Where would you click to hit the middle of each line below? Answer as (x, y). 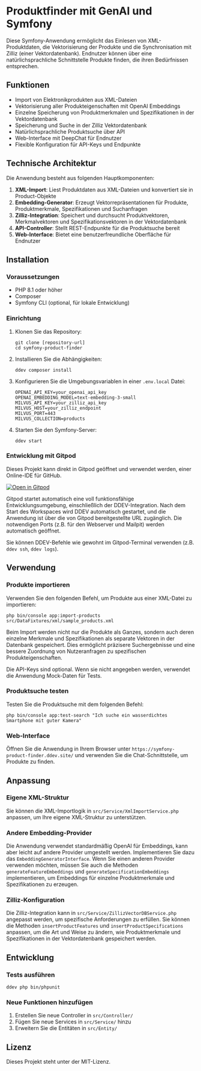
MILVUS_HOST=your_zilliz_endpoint (58, 408)
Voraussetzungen (33, 276)
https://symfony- (153, 749)
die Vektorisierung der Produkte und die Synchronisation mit (117, 47)
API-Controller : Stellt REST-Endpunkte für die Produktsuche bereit (97, 228)
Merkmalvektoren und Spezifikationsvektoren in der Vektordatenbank (101, 222)
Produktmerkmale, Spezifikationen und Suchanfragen (81, 208)
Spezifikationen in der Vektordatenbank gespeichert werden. (81, 938)
